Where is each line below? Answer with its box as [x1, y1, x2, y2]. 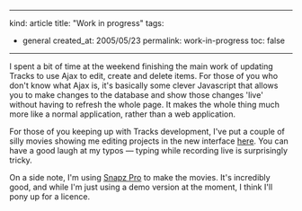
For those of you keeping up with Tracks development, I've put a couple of [9, 127, 285, 136]
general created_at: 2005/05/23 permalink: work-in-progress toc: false [22, 35, 286, 46]
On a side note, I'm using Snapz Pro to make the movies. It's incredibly [9, 172, 271, 182]
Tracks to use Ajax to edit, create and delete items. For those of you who [9, 71, 279, 81]
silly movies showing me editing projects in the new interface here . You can [9, 136, 289, 146]
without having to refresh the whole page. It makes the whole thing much [9, 100, 280, 110]
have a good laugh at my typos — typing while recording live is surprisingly [9, 145, 289, 155]
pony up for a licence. [9, 191, 91, 202]
